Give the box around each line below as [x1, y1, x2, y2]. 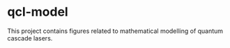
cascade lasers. [7, 34, 53, 42]
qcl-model [7, 4, 68, 20]
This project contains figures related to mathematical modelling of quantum [7, 27, 224, 35]
